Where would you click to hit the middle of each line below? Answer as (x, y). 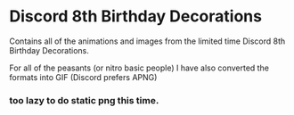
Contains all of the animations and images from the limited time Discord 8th (147, 41)
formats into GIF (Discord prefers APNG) (83, 77)
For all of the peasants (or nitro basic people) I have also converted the (139, 68)
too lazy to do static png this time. (84, 100)
